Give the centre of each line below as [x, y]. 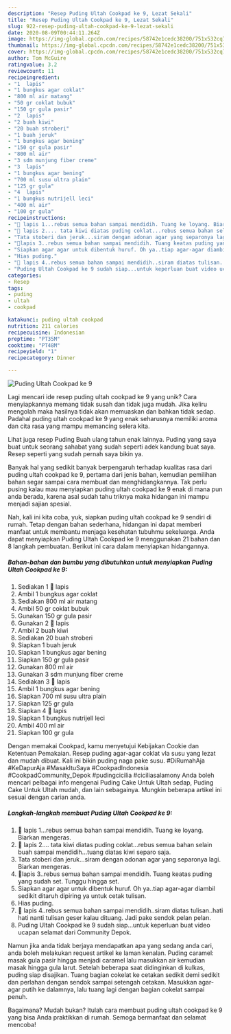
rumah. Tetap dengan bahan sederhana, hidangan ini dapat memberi [105, 524]
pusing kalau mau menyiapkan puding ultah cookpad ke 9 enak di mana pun [115, 489]
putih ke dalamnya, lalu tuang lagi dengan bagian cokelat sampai [113, 989]
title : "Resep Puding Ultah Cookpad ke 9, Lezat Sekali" [91, 20]
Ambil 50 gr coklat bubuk [53, 608]
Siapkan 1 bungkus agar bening [62, 652]
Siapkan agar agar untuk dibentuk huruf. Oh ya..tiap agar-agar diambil [116, 888]
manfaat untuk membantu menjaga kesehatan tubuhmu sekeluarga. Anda [111, 532]
